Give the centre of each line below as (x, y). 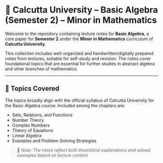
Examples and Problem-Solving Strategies (54, 141)
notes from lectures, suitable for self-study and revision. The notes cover (78, 58)
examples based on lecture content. (53, 155)
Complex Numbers (31, 125)
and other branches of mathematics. (41, 69)
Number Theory (28, 120)
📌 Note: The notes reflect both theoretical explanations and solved (83, 150)
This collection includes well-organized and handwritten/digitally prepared (79, 53)
